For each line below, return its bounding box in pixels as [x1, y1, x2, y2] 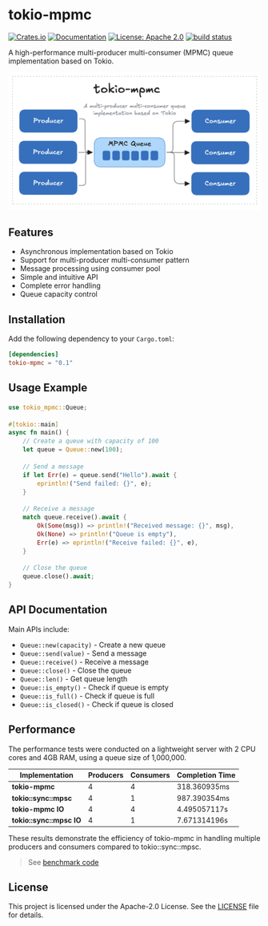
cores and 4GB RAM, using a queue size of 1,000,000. [8, 752, 186, 762]
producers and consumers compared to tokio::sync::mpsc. [8, 842, 202, 851]
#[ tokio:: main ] [8, 420, 59, 428]
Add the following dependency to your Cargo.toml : [8, 334, 174, 344]
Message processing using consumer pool [19, 264, 161, 273]
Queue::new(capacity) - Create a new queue [19, 640, 166, 649]
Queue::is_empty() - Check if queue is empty [19, 682, 170, 692]
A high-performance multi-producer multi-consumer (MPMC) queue [8, 47, 234, 57]
